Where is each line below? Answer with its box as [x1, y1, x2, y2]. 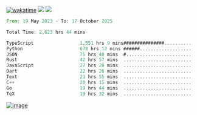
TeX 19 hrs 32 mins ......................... [6, 91, 192, 97]
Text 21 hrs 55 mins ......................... [6, 74, 192, 80]
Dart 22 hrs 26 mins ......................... [6, 68, 192, 74]
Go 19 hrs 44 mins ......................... [6, 85, 192, 91]
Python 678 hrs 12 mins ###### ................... [6, 45, 192, 51]
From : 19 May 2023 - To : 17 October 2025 [6, 18, 113, 24]
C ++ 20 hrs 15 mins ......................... [6, 79, 192, 85]
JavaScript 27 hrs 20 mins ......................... [6, 62, 192, 69]
